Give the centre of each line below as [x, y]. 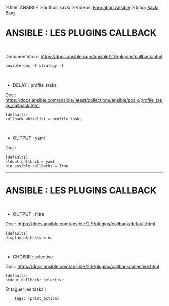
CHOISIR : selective [33, 257]
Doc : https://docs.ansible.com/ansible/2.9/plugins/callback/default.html [80, 224]
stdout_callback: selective [35, 280]
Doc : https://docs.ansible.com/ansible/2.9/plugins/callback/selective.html [82, 266]
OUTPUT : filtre [28, 214]
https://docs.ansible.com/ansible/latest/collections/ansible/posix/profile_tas [84, 100]
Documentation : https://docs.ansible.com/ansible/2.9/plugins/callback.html [84, 56]
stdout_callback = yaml [30, 161]
